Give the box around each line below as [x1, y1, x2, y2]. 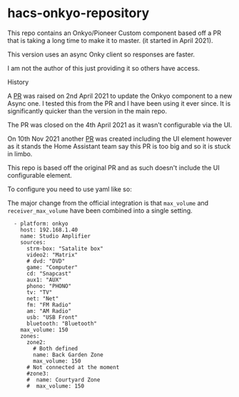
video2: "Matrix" [26, 251, 78, 258]
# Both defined [33, 345, 78, 352]
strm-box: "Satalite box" [26, 245, 103, 252]
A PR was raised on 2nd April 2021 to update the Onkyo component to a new [7, 91, 233, 100]
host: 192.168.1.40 [20, 226, 78, 233]
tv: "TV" [26, 288, 53, 296]
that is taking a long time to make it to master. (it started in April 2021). [7, 36, 213, 44]
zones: [20, 332, 40, 340]
